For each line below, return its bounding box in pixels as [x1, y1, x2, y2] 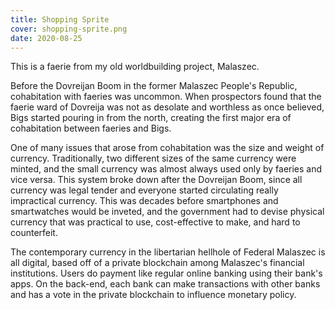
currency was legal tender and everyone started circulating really [10, 184, 279, 196]
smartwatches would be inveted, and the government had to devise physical [10, 206, 325, 218]
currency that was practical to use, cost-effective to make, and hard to [10, 216, 301, 228]
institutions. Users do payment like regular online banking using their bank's [10, 267, 323, 280]
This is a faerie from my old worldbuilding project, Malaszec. [10, 61, 260, 73]
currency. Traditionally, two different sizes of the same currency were [10, 152, 297, 165]
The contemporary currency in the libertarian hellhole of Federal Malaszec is [10, 246, 326, 258]
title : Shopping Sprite [10, 14, 110, 25]
